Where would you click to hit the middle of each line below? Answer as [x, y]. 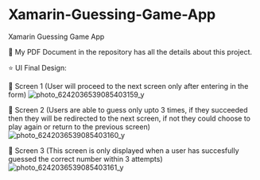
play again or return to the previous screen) [80, 126]
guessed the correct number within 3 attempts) [85, 159]
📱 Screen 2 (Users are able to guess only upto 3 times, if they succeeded [128, 109]
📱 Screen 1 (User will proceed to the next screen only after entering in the [128, 86]
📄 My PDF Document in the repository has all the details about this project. [130, 52]
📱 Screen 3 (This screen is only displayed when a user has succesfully [124, 150]
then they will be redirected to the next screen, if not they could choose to [129, 118]
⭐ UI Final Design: [37, 67]
